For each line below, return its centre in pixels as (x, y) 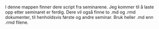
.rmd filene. (17, 22)
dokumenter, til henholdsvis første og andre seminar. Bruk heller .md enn (79, 17)
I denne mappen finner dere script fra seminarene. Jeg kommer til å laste (80, 7)
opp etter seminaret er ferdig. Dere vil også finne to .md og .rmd (71, 12)
